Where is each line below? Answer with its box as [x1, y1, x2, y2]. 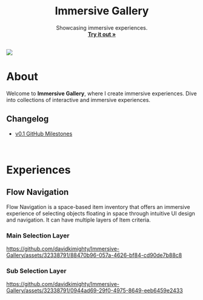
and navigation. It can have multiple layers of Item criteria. [6, 216, 151, 223]
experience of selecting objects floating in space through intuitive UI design [6, 210, 196, 217]
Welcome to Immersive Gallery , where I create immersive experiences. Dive [6, 89, 197, 97]
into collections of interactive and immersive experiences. [6, 96, 150, 103]
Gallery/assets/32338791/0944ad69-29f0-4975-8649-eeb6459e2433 [6, 287, 183, 295]
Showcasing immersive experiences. [56, 24, 148, 31]
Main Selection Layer [6, 231, 70, 240]
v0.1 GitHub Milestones [15, 130, 73, 137]
